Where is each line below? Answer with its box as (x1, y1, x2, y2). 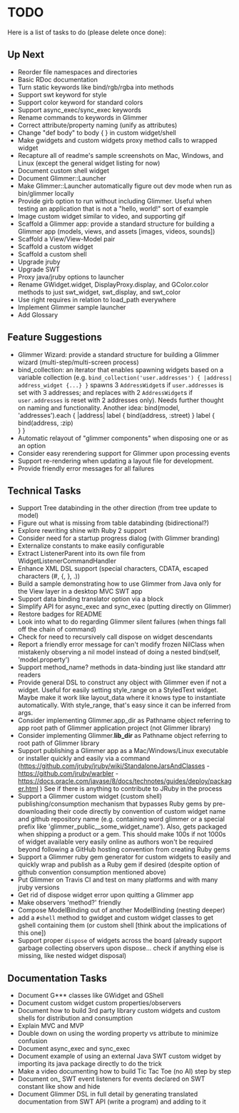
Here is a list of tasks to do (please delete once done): (7, 28, 166, 36)
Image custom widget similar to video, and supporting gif (17, 211, 186, 220)
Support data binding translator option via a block (17, 594, 164, 604)
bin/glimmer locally (17, 189, 74, 197)
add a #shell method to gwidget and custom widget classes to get (17, 914, 214, 922)
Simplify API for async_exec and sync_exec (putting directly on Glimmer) (17, 602, 232, 611)
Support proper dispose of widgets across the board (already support (17, 937, 223, 945)
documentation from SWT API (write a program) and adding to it (17, 1097, 206, 1106)
